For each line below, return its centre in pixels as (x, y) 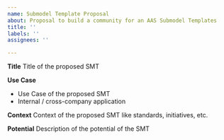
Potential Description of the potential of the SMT (79, 129)
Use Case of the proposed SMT (64, 94)
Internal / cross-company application (72, 101)
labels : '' (23, 34)
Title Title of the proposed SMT (54, 66)
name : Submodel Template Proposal (58, 14)
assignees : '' (28, 40)
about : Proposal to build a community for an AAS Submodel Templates (112, 21)
